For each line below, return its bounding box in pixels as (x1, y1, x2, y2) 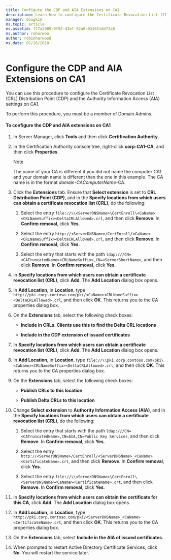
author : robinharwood (6, 36, 52, 41)
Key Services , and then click (100, 433, 160, 439)
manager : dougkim (6, 17, 43, 22)
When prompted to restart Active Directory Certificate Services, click (13, 544, 158, 550)
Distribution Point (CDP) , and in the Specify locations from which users (13, 194, 166, 201)
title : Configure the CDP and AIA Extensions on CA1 (6, 7, 120, 13)
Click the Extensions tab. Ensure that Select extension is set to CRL (13, 189, 156, 195)
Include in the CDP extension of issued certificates (20, 331, 130, 338)
